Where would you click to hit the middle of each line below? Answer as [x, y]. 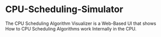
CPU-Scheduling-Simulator [64, 9]
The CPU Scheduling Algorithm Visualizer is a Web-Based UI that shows [81, 23]
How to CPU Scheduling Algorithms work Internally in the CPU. [71, 28]
